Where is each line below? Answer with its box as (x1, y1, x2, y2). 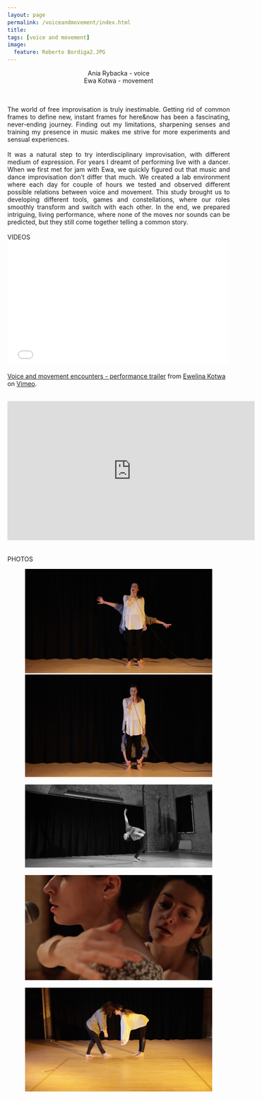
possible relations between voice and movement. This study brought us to (7, 188, 230, 196)
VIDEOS (7, 233, 30, 241)
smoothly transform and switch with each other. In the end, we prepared (7, 203, 230, 211)
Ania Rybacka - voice (87, 69, 150, 77)
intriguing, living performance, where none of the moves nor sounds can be (7, 211, 230, 218)
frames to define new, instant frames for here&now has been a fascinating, (7, 113, 230, 121)
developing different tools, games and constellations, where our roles (7, 195, 230, 204)
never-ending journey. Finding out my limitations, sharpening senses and (7, 120, 230, 129)
